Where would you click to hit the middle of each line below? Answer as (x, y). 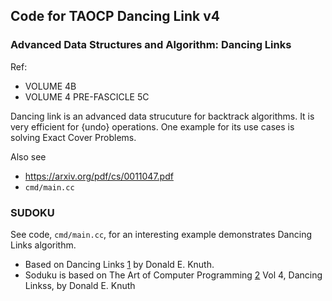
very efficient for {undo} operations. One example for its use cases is (152, 126)
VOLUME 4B (50, 86)
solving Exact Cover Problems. (73, 137)
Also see (28, 156)
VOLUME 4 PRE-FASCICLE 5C (87, 96)
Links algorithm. (43, 245)
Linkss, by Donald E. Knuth (80, 285)
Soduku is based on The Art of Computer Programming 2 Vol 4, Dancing (173, 275)
